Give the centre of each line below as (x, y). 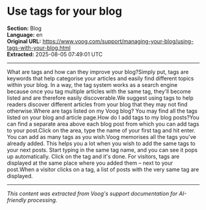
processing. (42, 200)
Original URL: (24, 41)
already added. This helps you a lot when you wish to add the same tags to (101, 143)
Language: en (25, 34)
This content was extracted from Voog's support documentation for (92, 193)
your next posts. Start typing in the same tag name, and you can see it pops (102, 150)
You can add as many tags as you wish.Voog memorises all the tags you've (101, 137)
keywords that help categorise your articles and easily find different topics (101, 78)
